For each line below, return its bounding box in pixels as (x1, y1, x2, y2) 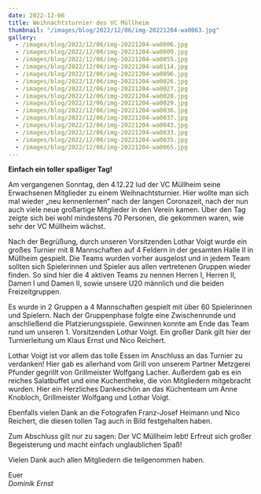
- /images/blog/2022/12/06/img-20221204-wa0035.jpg (15, 135, 189, 144)
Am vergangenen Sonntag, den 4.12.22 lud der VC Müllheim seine (8, 180, 221, 190)
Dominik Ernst (8, 479, 53, 488)
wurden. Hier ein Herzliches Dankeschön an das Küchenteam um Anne (8, 385, 238, 394)
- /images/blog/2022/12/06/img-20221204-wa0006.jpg (15, 41, 189, 49)
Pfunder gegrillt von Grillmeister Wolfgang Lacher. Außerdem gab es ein (8, 367, 241, 378)
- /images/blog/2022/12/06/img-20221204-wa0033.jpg (15, 128, 189, 136)
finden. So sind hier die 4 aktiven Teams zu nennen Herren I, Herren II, (8, 271, 237, 280)
